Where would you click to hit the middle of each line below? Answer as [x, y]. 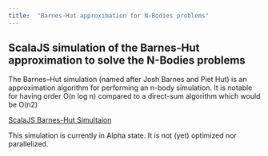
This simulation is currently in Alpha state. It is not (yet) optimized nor [123, 135]
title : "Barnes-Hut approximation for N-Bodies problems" [109, 16]
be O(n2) [23, 105]
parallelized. [28, 144]
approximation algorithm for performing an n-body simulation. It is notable [130, 88]
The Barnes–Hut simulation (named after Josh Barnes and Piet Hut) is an [128, 80]
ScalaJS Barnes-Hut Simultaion [60, 120]
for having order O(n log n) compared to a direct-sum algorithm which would [134, 96]
